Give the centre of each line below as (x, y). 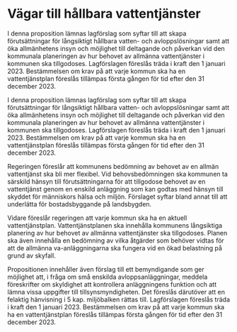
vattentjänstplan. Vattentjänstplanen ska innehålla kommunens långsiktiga (115, 225)
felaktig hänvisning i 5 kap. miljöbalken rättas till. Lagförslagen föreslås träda (119, 299)
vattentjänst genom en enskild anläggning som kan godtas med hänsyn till (115, 189)
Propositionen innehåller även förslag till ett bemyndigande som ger (106, 269)
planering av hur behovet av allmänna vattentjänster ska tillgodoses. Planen (117, 233)
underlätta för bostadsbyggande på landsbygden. (80, 204)
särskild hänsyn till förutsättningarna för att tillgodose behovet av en (106, 181)
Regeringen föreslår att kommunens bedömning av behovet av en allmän (113, 166)
